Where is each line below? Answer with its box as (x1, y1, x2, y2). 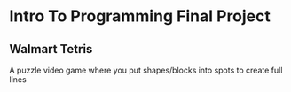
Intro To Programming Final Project (9, 6, 271, 27)
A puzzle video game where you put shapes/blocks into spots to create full (9, 65, 283, 75)
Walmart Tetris (9, 42, 93, 57)
